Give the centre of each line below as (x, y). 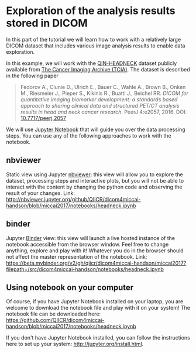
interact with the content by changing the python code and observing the (94, 187)
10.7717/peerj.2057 (43, 118)
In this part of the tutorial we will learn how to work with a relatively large (94, 39)
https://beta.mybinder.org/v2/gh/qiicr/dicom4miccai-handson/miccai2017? (96, 263)
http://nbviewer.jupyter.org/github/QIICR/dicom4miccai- (74, 199)
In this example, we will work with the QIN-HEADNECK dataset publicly (92, 63)
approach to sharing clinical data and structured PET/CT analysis (100, 105)
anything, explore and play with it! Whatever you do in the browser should (95, 251)
